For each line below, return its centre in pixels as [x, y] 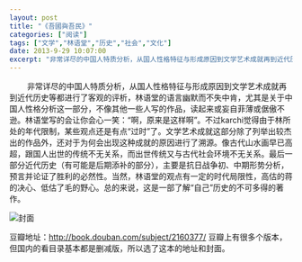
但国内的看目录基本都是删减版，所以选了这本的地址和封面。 [120, 248]
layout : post [34, 18]
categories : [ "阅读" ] [49, 34]
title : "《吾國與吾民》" [51, 26]
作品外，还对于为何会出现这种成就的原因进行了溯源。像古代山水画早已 [155, 142]
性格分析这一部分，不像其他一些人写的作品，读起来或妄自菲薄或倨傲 [151, 108]
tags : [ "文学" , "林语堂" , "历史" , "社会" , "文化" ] [91, 43]
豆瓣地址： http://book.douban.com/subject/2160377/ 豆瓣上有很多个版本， [148, 237]
